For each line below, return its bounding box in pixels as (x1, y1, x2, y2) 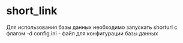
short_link (6, 4, 58, 18)
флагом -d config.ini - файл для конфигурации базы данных (6, 29, 158, 37)
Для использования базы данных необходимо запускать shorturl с (6, 24, 178, 31)
